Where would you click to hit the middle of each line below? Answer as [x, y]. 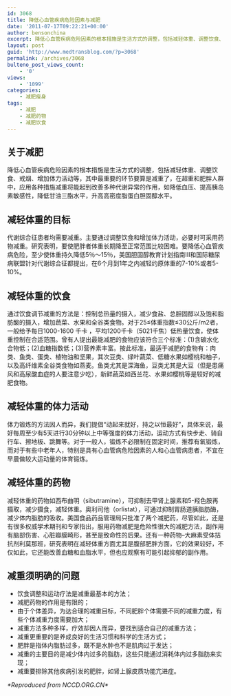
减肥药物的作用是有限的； [53, 602]
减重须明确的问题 [43, 576]
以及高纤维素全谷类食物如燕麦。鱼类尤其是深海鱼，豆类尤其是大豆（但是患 [112, 365]
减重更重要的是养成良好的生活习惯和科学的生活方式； [92, 637]
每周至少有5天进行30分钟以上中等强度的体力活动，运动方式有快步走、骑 [115, 433]
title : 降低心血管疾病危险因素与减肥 [54, 20]
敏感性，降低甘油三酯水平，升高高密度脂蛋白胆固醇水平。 [94, 196]
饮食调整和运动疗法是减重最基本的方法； [74, 594]
